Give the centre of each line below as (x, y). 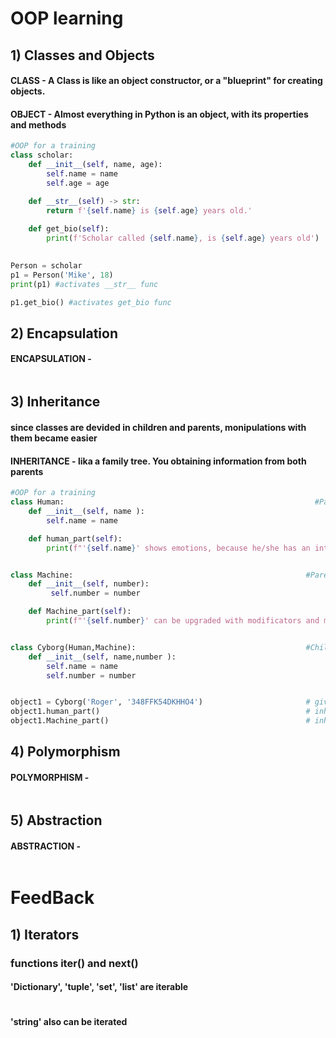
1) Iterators (45, 934)
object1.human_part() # (160, 712)
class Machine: (42, 575)
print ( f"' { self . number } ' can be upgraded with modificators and (183, 621)
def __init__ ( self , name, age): (95, 165)
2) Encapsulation (64, 333)
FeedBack (52, 898)
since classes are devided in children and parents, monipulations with (158, 428)
